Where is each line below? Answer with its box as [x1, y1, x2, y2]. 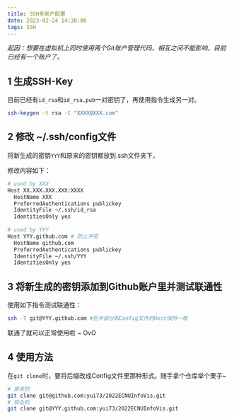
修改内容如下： [7, 166, 51, 174]
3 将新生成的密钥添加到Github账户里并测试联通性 [7, 280, 223, 292]
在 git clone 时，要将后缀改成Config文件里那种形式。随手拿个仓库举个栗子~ [7, 371, 227, 379]
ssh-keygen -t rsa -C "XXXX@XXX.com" [7, 110, 119, 117]
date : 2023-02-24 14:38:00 [7, 17, 87, 24]
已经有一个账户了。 [7, 52, 64, 61]
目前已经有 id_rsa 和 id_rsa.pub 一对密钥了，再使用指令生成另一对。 [7, 96, 201, 104]
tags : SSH [7, 23, 37, 30]
